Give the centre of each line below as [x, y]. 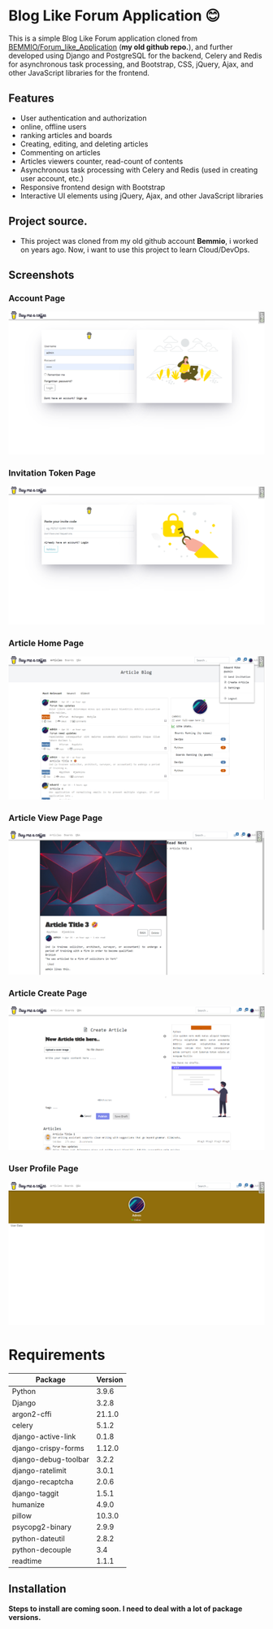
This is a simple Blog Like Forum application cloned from [103, 38]
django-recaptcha [43, 1482]
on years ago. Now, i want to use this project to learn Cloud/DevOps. [135, 250]
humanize [28, 1504]
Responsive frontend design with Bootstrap [93, 187]
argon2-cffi [32, 1414]
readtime [27, 1561]
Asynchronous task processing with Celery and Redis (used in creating [139, 170]
